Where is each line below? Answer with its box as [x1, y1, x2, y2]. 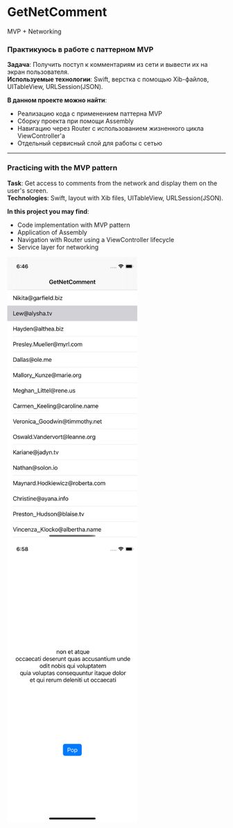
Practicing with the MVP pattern [7, 163, 118, 173]
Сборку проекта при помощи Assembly [17, 117, 134, 125]
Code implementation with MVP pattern [17, 221, 130, 229]
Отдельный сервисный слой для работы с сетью [17, 139, 163, 148]
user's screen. [7, 186, 49, 195]
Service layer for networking [17, 243, 99, 251]
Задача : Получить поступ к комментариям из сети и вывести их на [7, 61, 208, 69]
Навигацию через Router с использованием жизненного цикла [17, 125, 205, 133]
